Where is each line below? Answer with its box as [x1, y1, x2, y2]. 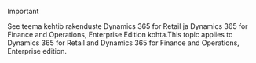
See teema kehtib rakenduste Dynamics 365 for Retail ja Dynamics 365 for [7, 22, 248, 30]
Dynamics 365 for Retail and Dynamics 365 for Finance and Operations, [7, 38, 240, 47]
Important [7, 7, 39, 16]
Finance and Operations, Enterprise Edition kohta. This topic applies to [7, 30, 233, 39]
